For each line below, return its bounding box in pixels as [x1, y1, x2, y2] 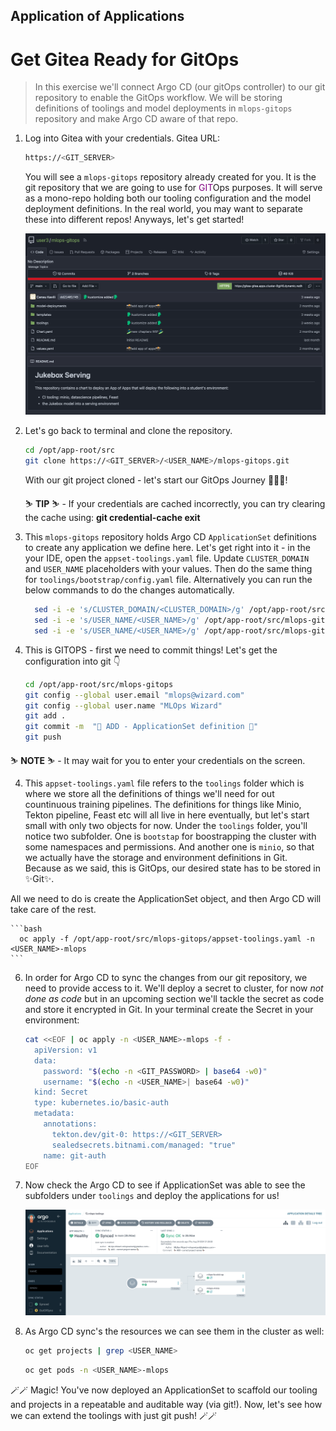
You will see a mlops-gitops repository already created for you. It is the [24, 171, 317, 183]
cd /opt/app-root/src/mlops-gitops [24, 679, 174, 689]
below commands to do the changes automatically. [24, 584, 235, 596]
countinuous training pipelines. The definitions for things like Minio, [24, 799, 302, 811]
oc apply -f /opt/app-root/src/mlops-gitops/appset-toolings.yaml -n [19, 934, 315, 944]
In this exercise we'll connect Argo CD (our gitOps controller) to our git [34, 81, 326, 93]
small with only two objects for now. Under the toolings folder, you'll [24, 820, 308, 832]
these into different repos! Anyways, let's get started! [24, 214, 245, 226]
